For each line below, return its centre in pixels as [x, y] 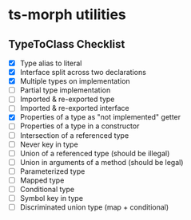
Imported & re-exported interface [74, 108]
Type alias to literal [51, 63]
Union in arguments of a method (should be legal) [101, 162]
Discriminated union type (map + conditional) [94, 207]
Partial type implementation [65, 90]
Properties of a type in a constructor [80, 126]
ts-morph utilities [67, 15]
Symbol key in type [52, 198]
